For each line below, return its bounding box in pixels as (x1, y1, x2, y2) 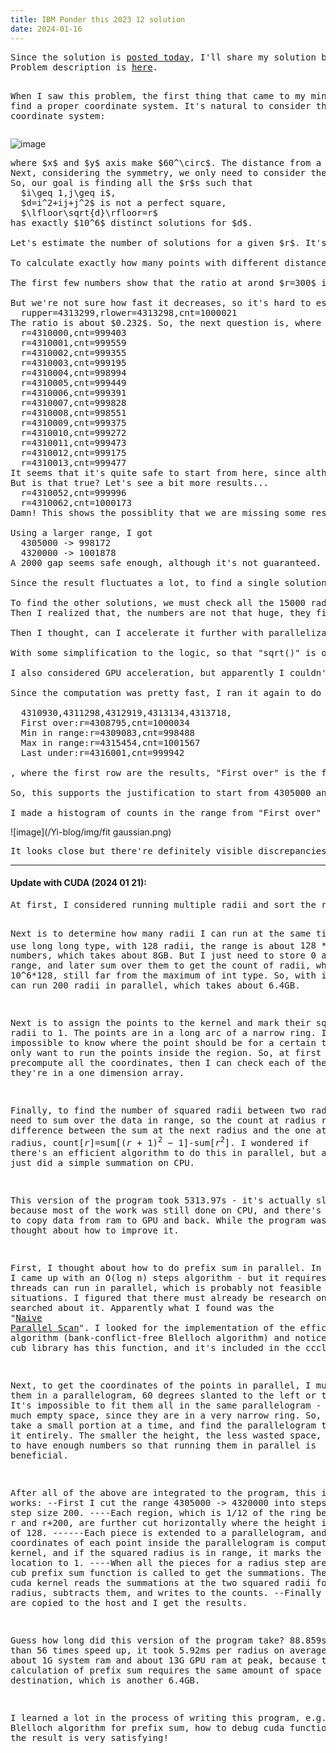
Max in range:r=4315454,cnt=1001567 (20, 737, 201, 748)
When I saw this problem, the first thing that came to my (10, 90, 307, 101)
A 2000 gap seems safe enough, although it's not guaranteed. (10, 557, 322, 568)
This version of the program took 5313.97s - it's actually (10, 1195, 312, 1206)
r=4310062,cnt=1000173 (20, 497, 132, 508)
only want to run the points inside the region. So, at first (10, 1047, 322, 1059)
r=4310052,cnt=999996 (20, 487, 127, 498)
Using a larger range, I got (10, 527, 153, 538)
